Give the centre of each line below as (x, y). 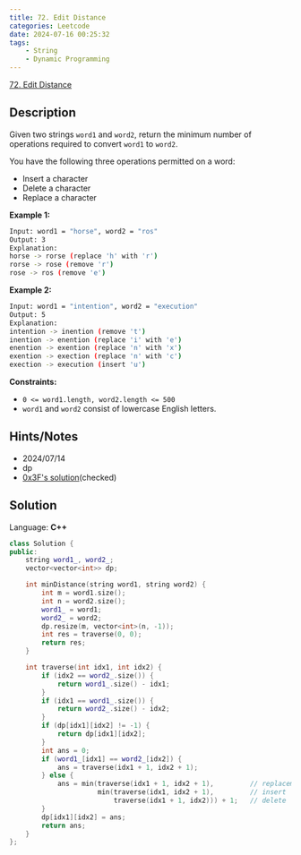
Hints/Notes (44, 436)
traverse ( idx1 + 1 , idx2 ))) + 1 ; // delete (200, 801)
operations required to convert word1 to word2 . (94, 143)
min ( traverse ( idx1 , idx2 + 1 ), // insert (192, 792)
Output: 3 (28, 239)
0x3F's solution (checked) (69, 477)
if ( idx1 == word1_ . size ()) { (98, 701)
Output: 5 (28, 314)
